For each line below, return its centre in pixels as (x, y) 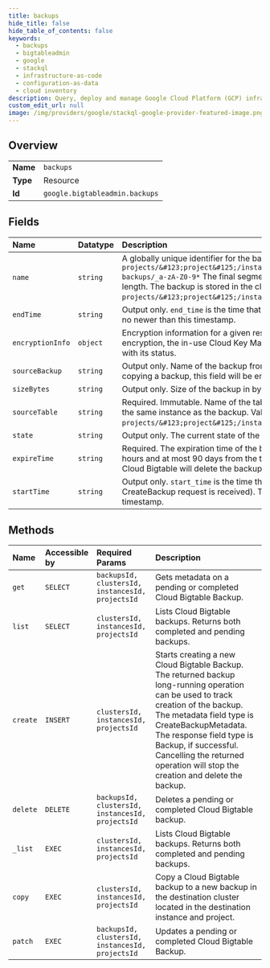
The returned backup (195, 675)
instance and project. (195, 917)
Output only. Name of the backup (184, 365)
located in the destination (203, 908)
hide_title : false (39, 23)
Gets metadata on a (192, 578)
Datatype (96, 245)
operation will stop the (197, 765)
